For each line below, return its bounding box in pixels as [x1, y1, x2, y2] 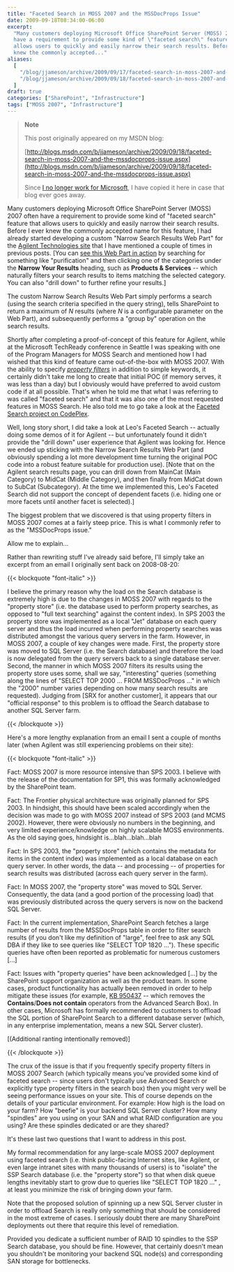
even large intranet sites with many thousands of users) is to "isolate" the [7, 1163, 217, 1171]
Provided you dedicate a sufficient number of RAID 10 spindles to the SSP [7, 1234, 218, 1243]
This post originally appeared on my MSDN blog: [24, 133, 164, 142]
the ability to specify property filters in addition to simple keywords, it [7, 365, 206, 373]
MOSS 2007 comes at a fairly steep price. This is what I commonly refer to [7, 518, 221, 526]
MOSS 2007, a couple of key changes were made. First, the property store [7, 639, 221, 647]
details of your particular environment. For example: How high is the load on [7, 1099, 225, 1107]
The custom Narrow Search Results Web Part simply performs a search [7, 291, 212, 301]
